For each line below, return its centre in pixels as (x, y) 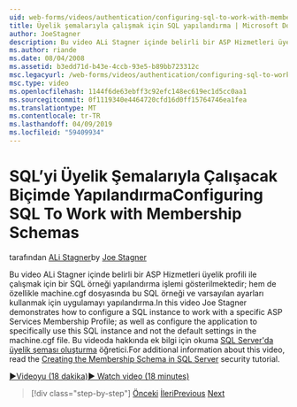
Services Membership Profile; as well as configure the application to (133, 321)
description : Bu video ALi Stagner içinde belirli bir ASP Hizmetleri (142, 42)
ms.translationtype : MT (53, 108)
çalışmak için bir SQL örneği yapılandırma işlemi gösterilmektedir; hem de (143, 283)
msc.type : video (39, 83)
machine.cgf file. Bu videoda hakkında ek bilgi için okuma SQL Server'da (141, 340)
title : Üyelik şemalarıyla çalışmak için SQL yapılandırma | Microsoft (144, 26)
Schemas (44, 233)
